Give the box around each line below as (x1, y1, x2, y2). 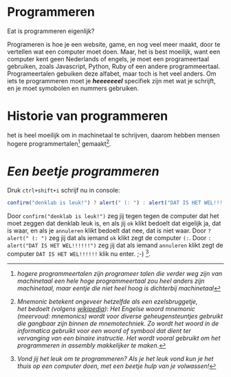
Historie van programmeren (7, 108, 168, 124)
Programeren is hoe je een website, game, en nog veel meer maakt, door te (7, 40, 221, 48)
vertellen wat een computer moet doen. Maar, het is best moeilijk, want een (7, 47, 221, 56)
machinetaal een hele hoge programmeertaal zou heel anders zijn (16, 277, 205, 285)
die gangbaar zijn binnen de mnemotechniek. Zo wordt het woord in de (16, 319, 219, 327)
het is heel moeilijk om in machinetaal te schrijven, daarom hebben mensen (7, 131, 220, 139)
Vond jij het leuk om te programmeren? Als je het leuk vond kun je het (16, 355, 214, 363)
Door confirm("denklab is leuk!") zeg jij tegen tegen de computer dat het (7, 212, 219, 220)
